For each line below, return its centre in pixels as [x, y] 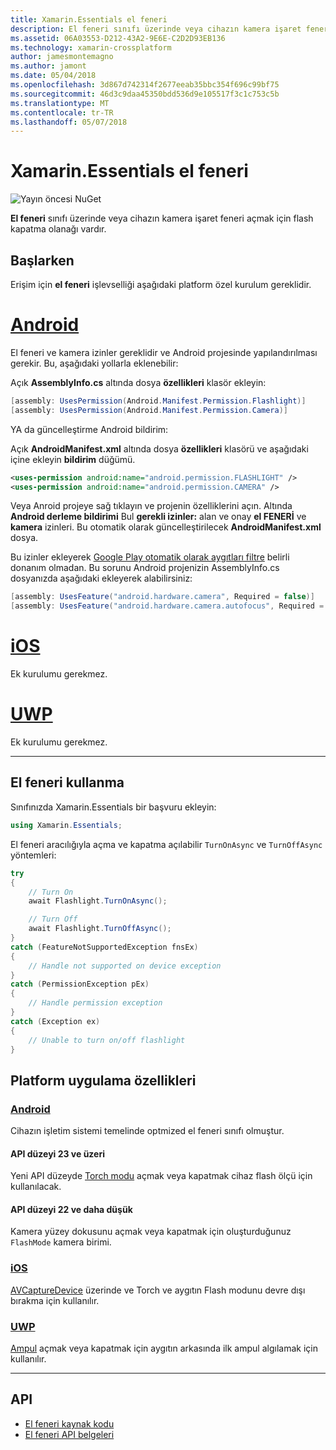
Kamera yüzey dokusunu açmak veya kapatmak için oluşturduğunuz [151, 1232]
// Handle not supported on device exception [125, 966]
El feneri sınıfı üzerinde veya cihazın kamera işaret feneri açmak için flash [162, 218]
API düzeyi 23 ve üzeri [57, 1153]
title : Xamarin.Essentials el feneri [89, 19]
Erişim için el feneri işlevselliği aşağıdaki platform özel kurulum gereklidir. [161, 284]
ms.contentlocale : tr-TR [62, 112]
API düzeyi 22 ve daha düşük [71, 1209]
